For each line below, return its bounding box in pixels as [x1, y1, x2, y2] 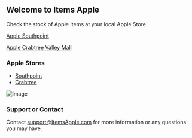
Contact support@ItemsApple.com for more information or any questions [6, 119, 187, 126]
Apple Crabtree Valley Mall [6, 44, 72, 51]
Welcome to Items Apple [6, 5, 100, 15]
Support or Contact [6, 105, 64, 114]
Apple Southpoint [6, 32, 50, 39]
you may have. [6, 125, 42, 132]
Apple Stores [6, 59, 45, 67]
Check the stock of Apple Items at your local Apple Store [6, 20, 147, 27]
